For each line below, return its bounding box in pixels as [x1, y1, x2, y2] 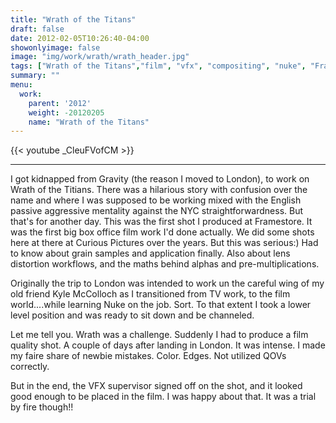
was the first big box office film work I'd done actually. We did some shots [10, 226, 315, 238]
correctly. [10, 361, 50, 373]
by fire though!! [10, 401, 74, 413]
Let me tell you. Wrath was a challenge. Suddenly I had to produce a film [10, 329, 309, 341]
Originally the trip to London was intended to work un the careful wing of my [10, 277, 325, 290]
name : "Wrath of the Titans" [28, 117, 150, 127]
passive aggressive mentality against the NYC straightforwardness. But [10, 205, 304, 217]
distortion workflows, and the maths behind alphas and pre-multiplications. [10, 258, 320, 270]
